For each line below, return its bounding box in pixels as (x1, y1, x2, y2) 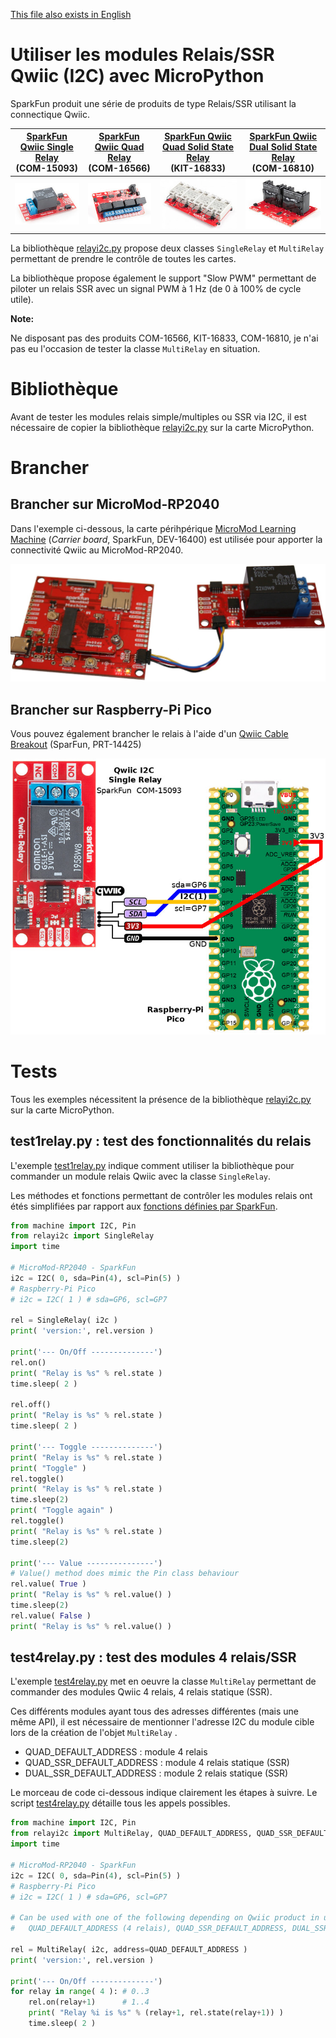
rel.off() (10, 1400, 52, 1410)
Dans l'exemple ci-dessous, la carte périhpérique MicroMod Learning (10, 522, 297, 534)
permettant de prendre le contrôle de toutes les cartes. (10, 252, 237, 264)
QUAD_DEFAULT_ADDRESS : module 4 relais (24, 1746, 208, 1758)
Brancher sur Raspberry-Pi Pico (10, 701, 212, 718)
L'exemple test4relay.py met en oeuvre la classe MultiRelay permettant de (10, 1675, 317, 1688)
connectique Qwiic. (10, 108, 90, 120)
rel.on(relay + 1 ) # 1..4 (28, 1997, 150, 2008)
